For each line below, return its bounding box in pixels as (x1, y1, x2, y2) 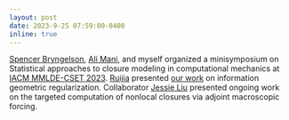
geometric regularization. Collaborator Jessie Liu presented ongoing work (9, 82, 280, 93)
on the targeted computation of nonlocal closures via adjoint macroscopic (9, 92, 280, 102)
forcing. (9, 101, 38, 112)
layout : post (9, 12, 58, 22)
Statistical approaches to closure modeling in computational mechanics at (9, 63, 280, 74)
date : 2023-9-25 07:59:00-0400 (9, 21, 125, 30)
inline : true (9, 29, 58, 38)
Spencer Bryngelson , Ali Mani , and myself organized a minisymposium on (9, 54, 279, 65)
